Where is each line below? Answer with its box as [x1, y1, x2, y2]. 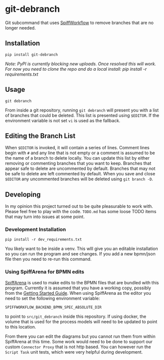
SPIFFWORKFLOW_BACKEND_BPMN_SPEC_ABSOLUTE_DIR [5, 305, 102, 310]
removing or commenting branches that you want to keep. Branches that [5, 161, 152, 166]
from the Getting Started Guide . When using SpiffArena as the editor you [5, 290, 151, 296]
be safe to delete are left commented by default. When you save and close [5, 171, 156, 177]
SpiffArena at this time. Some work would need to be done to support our [5, 338, 153, 344]
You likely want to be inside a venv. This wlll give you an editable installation [5, 246, 158, 251]
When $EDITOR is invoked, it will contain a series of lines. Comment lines [5, 145, 150, 151]
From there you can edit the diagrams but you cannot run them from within [5, 333, 156, 339]
